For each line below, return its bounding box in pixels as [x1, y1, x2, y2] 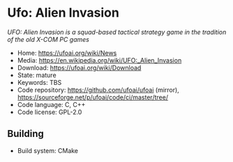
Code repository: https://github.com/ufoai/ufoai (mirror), [17, 86, 179, 94]
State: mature [17, 71, 57, 79]
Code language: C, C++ [17, 100, 86, 108]
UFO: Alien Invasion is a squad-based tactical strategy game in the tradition [7, 28, 227, 36]
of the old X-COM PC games [7, 35, 89, 43]
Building [7, 128, 44, 140]
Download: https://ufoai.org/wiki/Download [17, 63, 142, 72]
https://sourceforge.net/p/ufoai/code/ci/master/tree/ [17, 92, 169, 102]
